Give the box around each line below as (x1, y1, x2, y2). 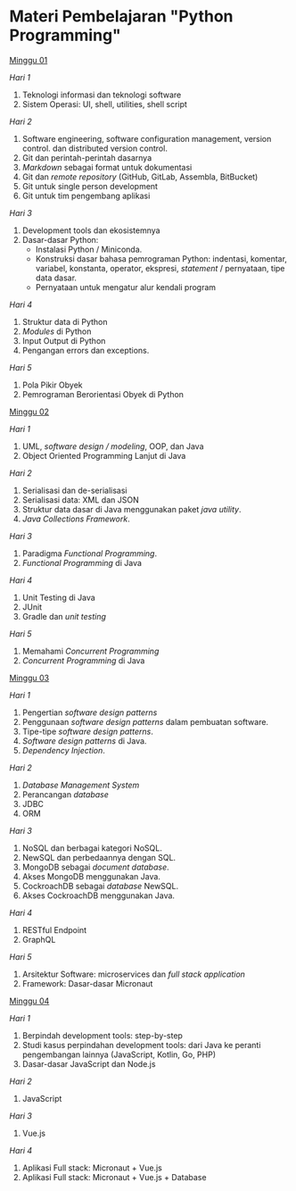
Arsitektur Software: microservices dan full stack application (21, 969, 245, 979)
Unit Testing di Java (21, 592, 95, 603)
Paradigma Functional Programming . (21, 547, 158, 559)
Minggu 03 (9, 672, 50, 683)
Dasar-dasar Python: (21, 234, 99, 245)
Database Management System (21, 779, 140, 790)
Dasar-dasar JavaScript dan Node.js (21, 1058, 156, 1069)
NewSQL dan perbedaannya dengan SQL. (21, 852, 177, 862)
